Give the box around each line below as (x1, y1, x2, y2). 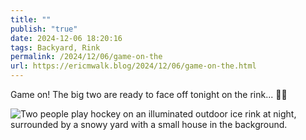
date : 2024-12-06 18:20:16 (10, 33, 123, 43)
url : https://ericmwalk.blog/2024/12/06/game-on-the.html (10, 61, 257, 71)
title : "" (10, 14, 52, 25)
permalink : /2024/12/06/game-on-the (10, 52, 163, 62)
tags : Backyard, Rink (10, 42, 101, 53)
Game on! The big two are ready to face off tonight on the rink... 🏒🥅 (10, 89, 288, 100)
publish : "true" (10, 24, 78, 34)
